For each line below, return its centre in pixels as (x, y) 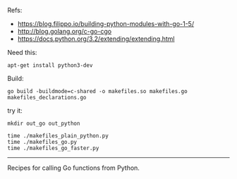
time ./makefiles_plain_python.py (58, 136)
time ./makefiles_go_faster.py (53, 148)
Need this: (22, 53)
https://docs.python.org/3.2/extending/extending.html (96, 39)
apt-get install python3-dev (50, 66)
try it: (15, 111)
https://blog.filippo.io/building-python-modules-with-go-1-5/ (106, 24)
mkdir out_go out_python (44, 123)
